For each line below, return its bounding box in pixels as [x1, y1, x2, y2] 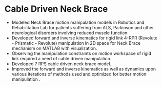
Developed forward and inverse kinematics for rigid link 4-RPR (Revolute [11, 35, 158, 41]
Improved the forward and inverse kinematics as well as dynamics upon [11, 66, 156, 71]
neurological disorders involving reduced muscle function [11, 30, 128, 35]
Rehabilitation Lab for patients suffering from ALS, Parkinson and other [11, 24, 154, 30]
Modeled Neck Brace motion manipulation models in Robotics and [11, 19, 144, 25]
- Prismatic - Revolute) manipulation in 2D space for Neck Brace [11, 40, 141, 46]
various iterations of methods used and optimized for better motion [11, 71, 147, 77]
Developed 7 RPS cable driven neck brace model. [11, 61, 112, 67]
